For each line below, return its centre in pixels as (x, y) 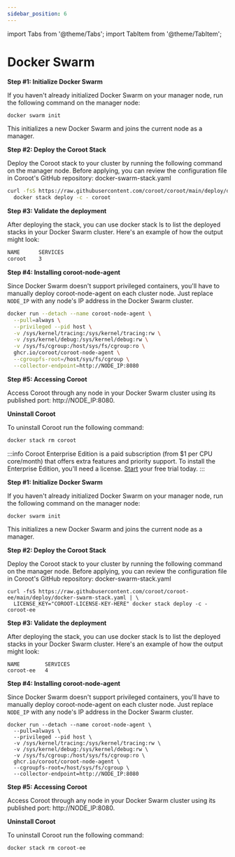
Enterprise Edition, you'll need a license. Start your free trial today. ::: (106, 468)
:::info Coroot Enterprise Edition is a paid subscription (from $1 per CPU (110, 454)
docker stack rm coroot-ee (47, 848)
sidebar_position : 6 (37, 14)
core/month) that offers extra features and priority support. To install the (111, 461)
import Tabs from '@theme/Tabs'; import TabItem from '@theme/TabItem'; (115, 34)
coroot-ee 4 (28, 670)
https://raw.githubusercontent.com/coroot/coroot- (114, 591)
